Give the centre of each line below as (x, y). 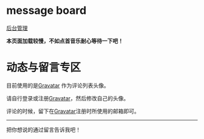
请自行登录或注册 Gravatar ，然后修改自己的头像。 (68, 98)
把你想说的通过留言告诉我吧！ (43, 129)
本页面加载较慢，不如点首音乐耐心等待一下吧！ (65, 40)
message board (46, 11)
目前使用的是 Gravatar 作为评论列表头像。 (58, 85)
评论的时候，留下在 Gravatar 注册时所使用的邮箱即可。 (73, 111)
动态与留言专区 (44, 68)
